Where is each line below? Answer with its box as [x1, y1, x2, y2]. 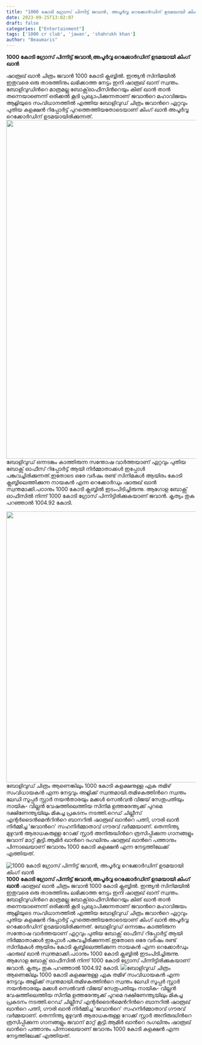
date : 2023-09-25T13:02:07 [6, 14, 74, 20]
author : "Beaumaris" [6, 37, 58, 43]
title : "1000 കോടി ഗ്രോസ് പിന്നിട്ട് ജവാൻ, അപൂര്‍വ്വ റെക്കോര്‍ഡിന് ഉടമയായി [6, 8, 185, 15]
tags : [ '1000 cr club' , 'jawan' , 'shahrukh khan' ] [6, 31, 136, 37]
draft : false [6, 20, 39, 26]
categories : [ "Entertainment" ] [6, 25, 85, 32]
